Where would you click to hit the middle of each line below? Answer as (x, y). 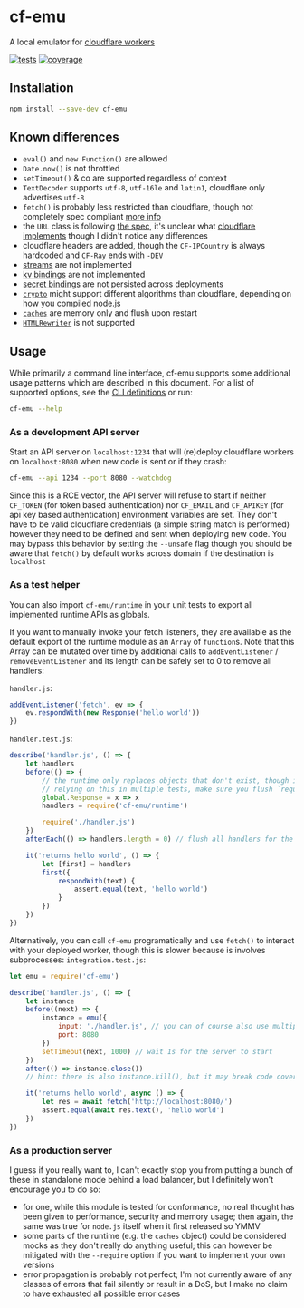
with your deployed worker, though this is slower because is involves (138, 950)
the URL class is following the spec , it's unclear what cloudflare (139, 226)
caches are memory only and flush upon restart (109, 313)
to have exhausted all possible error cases (101, 1293)
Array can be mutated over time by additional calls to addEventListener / (144, 651)
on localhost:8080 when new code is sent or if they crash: (119, 462)
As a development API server (75, 433)
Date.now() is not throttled (71, 169)
